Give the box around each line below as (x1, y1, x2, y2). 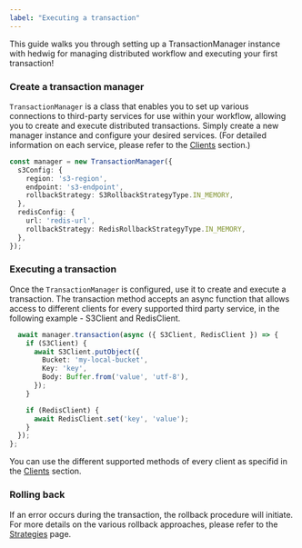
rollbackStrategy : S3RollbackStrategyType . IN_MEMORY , (25, 191, 234, 200)
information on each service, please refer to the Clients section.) (9, 139, 251, 150)
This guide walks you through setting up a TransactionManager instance (9, 38, 280, 49)
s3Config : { (17, 165, 64, 174)
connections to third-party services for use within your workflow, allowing (9, 110, 287, 121)
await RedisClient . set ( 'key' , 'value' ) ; (33, 414, 189, 423)
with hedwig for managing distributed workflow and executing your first (9, 47, 278, 59)
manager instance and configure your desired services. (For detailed (9, 129, 267, 141)
